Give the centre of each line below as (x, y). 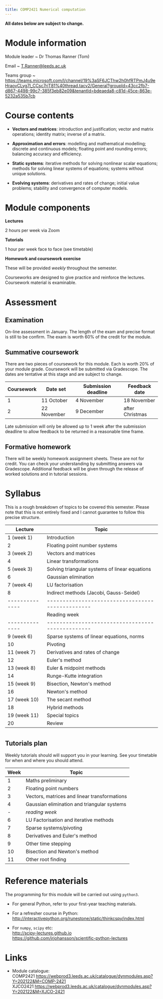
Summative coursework (42, 352)
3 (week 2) (20, 553)
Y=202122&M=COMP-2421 (39, 982)
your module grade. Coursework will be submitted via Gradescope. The (76, 369)
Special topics (63, 715)
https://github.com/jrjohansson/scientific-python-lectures (70, 938)
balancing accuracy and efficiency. (47, 154)
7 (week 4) (20, 585)
